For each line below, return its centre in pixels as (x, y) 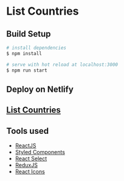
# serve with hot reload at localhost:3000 (62, 65)
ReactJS (26, 146)
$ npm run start (27, 70)
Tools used (28, 131)
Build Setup (29, 34)
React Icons (30, 172)
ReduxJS (26, 165)
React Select (31, 159)
